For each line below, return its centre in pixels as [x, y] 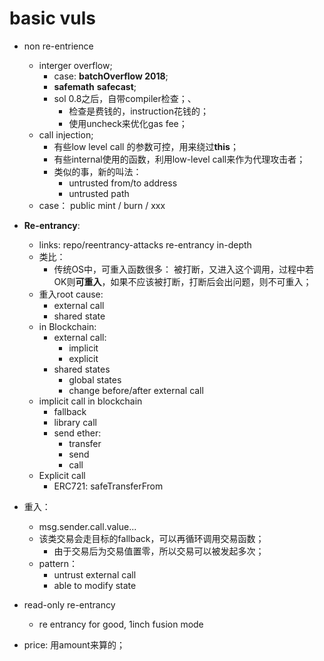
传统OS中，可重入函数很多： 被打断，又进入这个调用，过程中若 [184, 269]
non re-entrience [58, 46]
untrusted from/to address [123, 183]
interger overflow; [75, 65]
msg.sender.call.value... [87, 526]
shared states [82, 369]
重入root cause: [71, 294]
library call [75, 422]
